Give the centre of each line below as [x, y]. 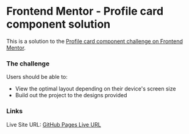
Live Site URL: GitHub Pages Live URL [54, 124]
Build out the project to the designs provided [71, 95]
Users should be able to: [37, 77]
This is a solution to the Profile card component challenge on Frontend [94, 41]
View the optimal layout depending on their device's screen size [95, 89]
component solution [59, 24]
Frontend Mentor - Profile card [85, 11]
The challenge [28, 64]
